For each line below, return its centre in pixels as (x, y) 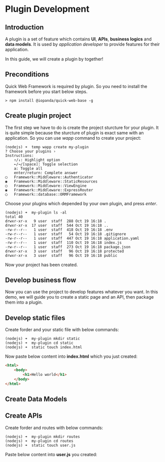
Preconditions (27, 75)
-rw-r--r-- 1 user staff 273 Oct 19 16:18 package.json (68, 247)
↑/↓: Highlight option (37, 160)
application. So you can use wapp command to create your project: (73, 138)
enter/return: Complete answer (46, 173)
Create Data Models (36, 399)
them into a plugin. (24, 302)
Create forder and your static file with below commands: (62, 330)
